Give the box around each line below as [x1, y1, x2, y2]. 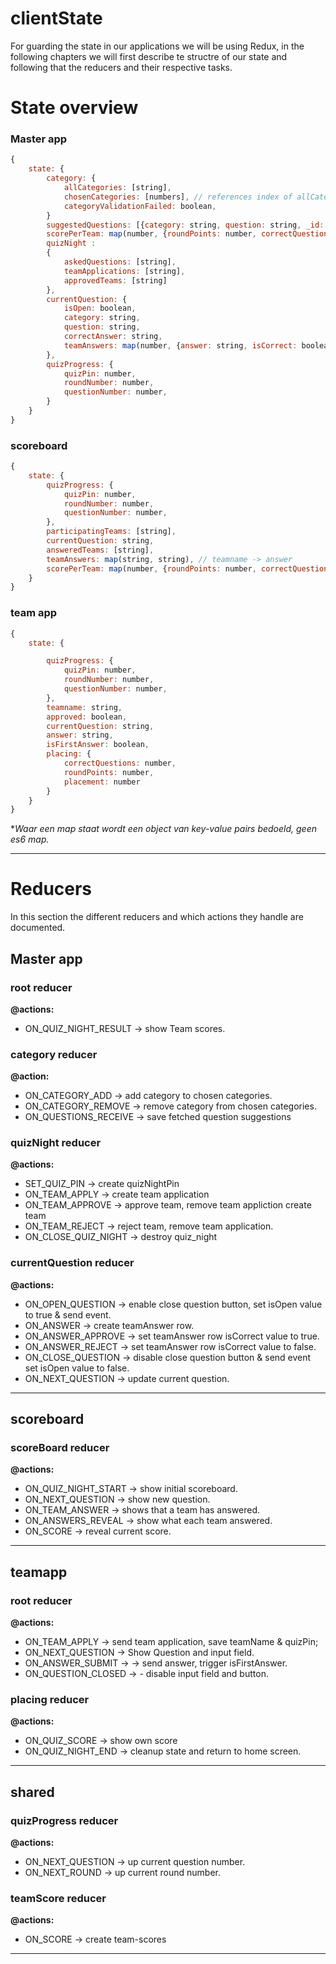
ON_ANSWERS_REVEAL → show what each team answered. [24, 1515, 273, 1527]
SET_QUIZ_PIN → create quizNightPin [24, 1178, 180, 1190]
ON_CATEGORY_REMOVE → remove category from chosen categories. [24, 1100, 317, 1112]
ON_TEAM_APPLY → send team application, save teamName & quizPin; [24, 1636, 319, 1648]
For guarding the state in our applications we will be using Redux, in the [10, 40, 305, 52]
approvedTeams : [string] [63, 275, 168, 286]
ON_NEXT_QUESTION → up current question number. [24, 1856, 246, 1868]
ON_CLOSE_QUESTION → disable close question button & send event [24, 1351, 312, 1363]
